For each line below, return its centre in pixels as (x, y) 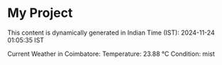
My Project (40, 13)
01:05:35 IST (26, 40)
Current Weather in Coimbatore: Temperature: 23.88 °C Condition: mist (111, 54)
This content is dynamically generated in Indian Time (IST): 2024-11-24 (111, 32)
